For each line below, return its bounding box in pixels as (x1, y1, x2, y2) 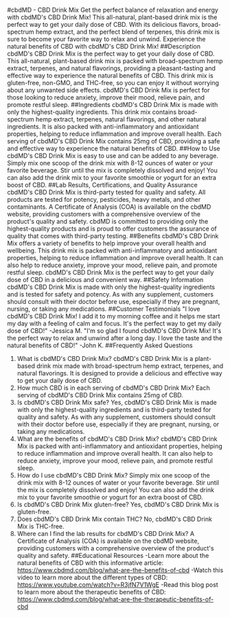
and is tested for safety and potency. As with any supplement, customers (7, 290, 214, 298)
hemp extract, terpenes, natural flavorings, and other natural (35, 115, 207, 123)
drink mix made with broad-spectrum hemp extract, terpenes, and (36, 362, 224, 370)
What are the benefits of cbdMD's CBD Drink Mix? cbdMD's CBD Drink (16, 435, 218, 443)
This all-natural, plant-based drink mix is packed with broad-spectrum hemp (7, 57, 223, 65)
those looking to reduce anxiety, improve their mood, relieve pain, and (7, 93, 205, 102)
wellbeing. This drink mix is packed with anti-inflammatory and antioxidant (7, 246, 218, 255)
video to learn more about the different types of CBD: (16, 573, 168, 581)
